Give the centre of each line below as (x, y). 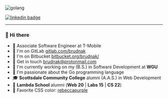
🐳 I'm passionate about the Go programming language (68, 72)
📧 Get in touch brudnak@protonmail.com (54, 62)
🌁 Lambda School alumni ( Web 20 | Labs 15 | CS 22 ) (67, 85)
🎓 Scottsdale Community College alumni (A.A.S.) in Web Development (87, 78)
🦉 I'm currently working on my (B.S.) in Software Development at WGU (85, 67)
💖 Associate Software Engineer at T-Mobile (57, 46)
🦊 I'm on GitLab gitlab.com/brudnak (49, 51)
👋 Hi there (17, 35)
